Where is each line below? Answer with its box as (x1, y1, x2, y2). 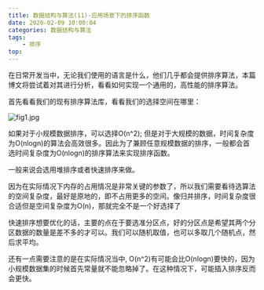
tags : (8, 33, 26, 42)
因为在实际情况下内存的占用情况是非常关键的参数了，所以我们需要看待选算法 (8, 182, 256, 190)
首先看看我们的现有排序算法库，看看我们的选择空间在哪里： (8, 97, 201, 106)
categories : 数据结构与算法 (8, 26, 92, 34)
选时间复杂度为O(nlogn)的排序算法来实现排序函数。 (8, 148, 174, 158)
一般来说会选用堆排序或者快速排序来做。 (8, 165, 139, 174)
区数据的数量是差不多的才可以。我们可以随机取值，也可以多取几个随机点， (8, 228, 249, 237)
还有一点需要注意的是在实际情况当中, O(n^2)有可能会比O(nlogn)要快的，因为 (8, 254, 255, 263)
